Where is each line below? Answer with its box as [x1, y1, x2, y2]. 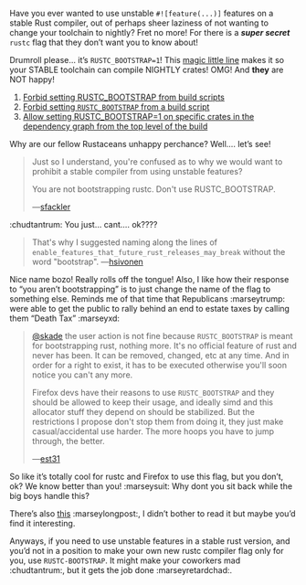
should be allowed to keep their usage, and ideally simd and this [31, 397, 274, 408]
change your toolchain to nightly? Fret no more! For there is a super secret [9, 27, 290, 37]
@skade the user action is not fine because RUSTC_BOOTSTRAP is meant [31, 331, 294, 341]
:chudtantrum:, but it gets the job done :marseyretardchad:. [9, 565, 233, 575]
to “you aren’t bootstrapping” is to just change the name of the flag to [9, 283, 271, 294]
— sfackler [31, 201, 71, 212]
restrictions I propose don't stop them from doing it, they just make [31, 416, 284, 427]
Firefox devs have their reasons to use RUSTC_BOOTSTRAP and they [31, 388, 275, 398]
